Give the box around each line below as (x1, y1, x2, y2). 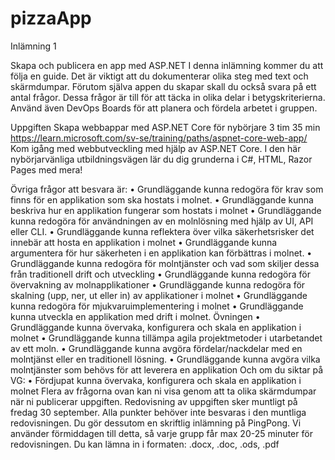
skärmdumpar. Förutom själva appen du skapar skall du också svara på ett (10, 80, 317, 92)
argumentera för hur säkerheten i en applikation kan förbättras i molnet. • (10, 247, 313, 259)
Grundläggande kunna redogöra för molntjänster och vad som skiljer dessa (10, 257, 320, 269)
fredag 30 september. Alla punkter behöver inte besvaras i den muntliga (10, 406, 307, 418)
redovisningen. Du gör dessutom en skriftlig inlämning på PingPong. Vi (10, 417, 302, 429)
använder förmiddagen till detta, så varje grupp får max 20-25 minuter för (10, 427, 313, 439)
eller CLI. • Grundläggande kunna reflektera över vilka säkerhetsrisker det (10, 225, 315, 237)
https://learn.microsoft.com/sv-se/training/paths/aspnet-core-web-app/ (10, 132, 308, 144)
